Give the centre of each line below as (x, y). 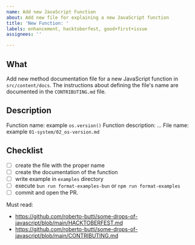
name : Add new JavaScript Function (51, 12)
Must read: (20, 204)
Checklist (25, 151)
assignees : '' (24, 34)
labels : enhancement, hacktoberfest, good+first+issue (77, 29)
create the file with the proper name (60, 165)
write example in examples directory (59, 178)
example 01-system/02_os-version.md (53, 131)
